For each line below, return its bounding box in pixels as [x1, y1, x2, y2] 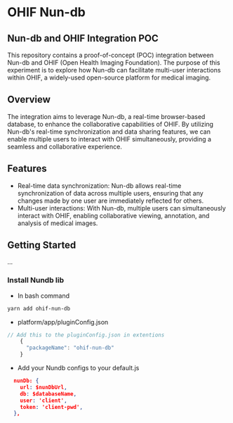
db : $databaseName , [20, 390, 77, 398]
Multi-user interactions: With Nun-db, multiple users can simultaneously [17, 203, 226, 212]
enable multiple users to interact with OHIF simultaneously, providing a [7, 134, 212, 143]
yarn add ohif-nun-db [7, 305, 71, 312]
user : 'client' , [20, 397, 68, 404]
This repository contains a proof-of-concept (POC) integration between [7, 51, 214, 59]
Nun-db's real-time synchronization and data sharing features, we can [7, 127, 211, 136]
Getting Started [7, 239, 76, 251]
